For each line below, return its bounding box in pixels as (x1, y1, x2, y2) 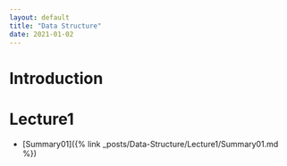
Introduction (9, 68, 104, 88)
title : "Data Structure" (9, 21, 102, 30)
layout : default (9, 12, 70, 22)
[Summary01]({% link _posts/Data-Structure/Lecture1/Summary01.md (21, 138, 279, 149)
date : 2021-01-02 (9, 29, 74, 38)
